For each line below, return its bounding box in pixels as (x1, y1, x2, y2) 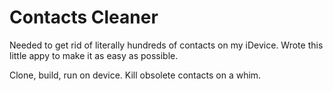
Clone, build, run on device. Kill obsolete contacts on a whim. (9, 69, 262, 81)
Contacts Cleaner (9, 6, 159, 29)
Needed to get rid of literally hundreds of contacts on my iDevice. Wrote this (9, 39, 324, 51)
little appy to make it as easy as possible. (9, 49, 179, 61)
